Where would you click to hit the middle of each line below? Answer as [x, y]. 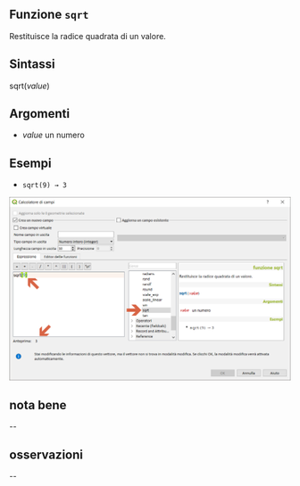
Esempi [30, 163]
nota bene [38, 405]
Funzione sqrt [49, 15]
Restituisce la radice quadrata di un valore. [88, 36]
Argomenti [39, 114]
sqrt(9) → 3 [44, 185]
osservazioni [46, 454]
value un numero [53, 135]
